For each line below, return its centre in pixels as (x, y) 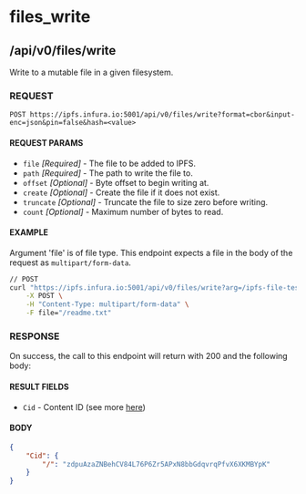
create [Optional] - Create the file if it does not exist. (121, 192)
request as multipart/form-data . (71, 262)
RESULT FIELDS (40, 386)
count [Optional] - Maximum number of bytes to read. (123, 211)
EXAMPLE (29, 232)
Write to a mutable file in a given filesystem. (92, 72)
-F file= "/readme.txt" (69, 313)
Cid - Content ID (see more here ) (84, 407)
